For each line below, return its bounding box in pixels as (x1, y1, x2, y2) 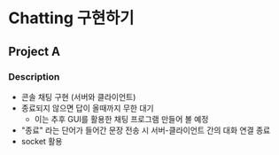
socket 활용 (20, 136, 63, 146)
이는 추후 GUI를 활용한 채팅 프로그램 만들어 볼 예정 (34, 113, 209, 124)
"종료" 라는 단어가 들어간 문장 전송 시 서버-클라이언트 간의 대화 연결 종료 (20, 125, 271, 136)
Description (8, 70, 60, 82)
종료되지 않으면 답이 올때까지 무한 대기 (20, 103, 154, 113)
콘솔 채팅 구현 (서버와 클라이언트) (20, 91, 136, 102)
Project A (8, 43, 61, 58)
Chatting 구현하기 (8, 8, 135, 28)
